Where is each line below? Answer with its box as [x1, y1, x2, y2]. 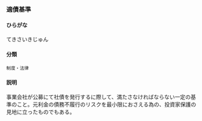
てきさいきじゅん [6, 36, 49, 43]
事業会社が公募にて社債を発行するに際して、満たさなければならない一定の [6, 93, 191, 100]
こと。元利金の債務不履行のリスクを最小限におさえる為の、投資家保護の [16, 101, 197, 108]
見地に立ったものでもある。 [6, 108, 75, 115]
